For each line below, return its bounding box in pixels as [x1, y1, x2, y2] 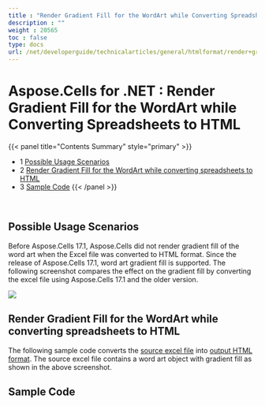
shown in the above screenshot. [8, 362, 112, 371]
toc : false [8, 33, 47, 42]
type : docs [8, 41, 44, 49]
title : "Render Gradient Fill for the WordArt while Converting [8, 11, 227, 20]
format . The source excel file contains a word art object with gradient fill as [8, 354, 252, 363]
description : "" [8, 19, 65, 27]
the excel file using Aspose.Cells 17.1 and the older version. [8, 274, 199, 284]
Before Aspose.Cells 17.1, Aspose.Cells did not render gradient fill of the [8, 241, 240, 251]
